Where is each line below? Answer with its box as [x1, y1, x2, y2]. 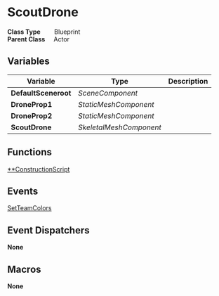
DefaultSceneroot [11, 88, 72, 98]
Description [168, 76, 208, 86]
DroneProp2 [11, 110, 53, 120]
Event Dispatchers [7, 224, 90, 236]
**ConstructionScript [7, 165, 70, 173]
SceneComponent [78, 88, 138, 98]
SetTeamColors [7, 204, 52, 212]
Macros [7, 263, 41, 275]
